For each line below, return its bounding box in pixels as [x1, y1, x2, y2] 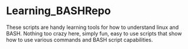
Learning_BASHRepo [6, 4, 111, 18]
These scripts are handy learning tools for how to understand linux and [6, 24, 179, 31]
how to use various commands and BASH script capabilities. [6, 36, 153, 43]
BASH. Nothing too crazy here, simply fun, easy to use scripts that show [6, 30, 182, 37]
